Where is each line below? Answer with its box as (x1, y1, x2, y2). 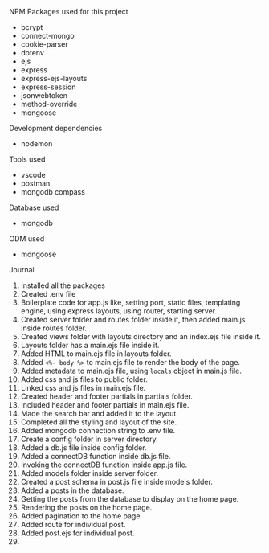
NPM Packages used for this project (9, 7, 128, 16)
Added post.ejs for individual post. (20, 528, 135, 538)
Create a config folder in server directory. (20, 434, 159, 444)
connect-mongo (20, 31, 75, 40)
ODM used (9, 234, 45, 244)
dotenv (20, 48, 45, 57)
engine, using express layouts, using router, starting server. (20, 306, 218, 316)
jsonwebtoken (20, 91, 67, 100)
